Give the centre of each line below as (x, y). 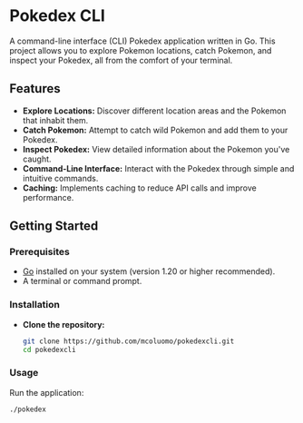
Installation (35, 305)
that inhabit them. (55, 120)
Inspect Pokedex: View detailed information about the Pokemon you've (156, 149)
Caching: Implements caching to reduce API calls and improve (139, 188)
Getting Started (54, 226)
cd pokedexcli (49, 349)
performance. (48, 197)
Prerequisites (39, 252)
